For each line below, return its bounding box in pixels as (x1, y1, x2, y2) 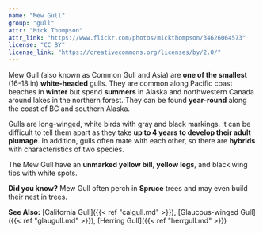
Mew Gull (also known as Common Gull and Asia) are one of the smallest (8, 71, 248, 79)
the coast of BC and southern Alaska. (8, 104, 131, 113)
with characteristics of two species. (8, 144, 124, 154)
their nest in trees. (8, 192, 67, 201)
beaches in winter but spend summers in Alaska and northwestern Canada (8, 87, 255, 96)
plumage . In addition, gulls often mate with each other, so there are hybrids (8, 136, 256, 145)
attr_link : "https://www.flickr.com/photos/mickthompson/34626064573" (8, 33, 246, 42)
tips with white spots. (8, 168, 78, 178)
